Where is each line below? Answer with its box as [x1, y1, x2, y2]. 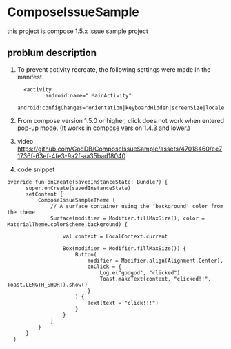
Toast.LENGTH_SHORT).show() [7, 281, 88, 288]
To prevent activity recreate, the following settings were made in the [17, 65, 211, 73]
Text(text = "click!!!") [87, 299, 159, 306]
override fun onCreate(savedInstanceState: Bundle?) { [7, 178, 168, 185]
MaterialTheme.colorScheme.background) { [7, 220, 128, 228]
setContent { [25, 191, 63, 198]
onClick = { [87, 263, 122, 270]
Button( [74, 251, 97, 258]
